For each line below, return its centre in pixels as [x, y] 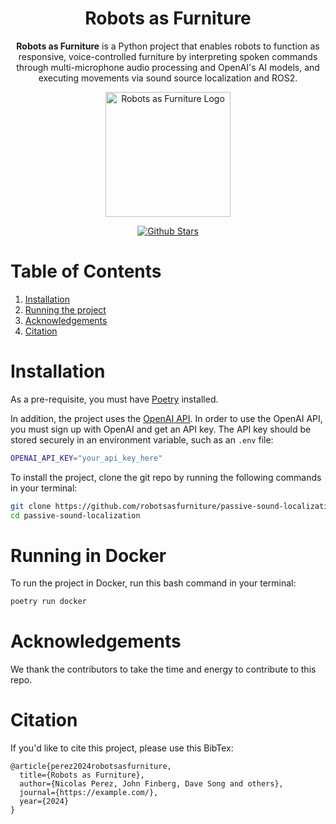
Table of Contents [86, 271]
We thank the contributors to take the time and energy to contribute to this [163, 669]
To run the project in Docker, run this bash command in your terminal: [153, 583]
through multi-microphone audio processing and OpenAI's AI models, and [168, 67]
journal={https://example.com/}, [89, 793]
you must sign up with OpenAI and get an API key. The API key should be [161, 429]
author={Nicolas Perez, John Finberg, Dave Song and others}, [151, 784]
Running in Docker [88, 555]
